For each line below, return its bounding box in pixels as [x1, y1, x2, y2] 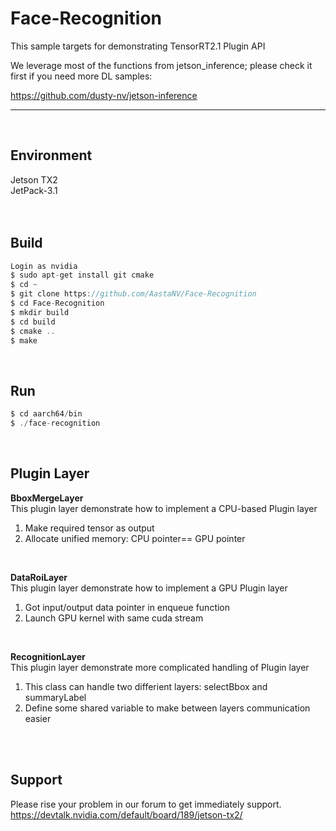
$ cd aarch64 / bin [10, 409, 83, 419]
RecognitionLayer [10, 650, 86, 662]
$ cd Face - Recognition [10, 298, 105, 309]
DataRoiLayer [10, 571, 68, 583]
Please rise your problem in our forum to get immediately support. [10, 798, 282, 810]
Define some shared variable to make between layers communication [24, 702, 311, 714]
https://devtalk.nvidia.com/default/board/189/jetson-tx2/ [10, 808, 243, 821]
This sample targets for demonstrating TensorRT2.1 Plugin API [10, 40, 266, 52]
